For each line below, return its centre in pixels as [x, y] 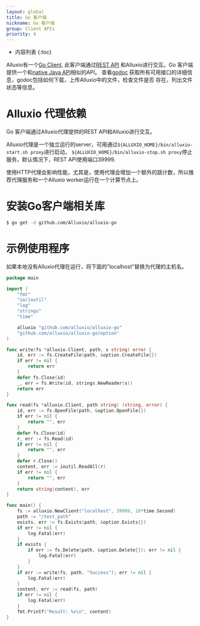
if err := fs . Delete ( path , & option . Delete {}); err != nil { [105, 550]
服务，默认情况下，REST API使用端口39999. [61, 159]
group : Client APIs [31, 29]
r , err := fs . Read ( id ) [45, 439]
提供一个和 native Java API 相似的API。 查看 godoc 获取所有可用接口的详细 [97, 72]
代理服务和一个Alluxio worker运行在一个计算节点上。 [76, 180]
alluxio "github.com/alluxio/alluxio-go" [69, 327]
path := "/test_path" [44, 517]
